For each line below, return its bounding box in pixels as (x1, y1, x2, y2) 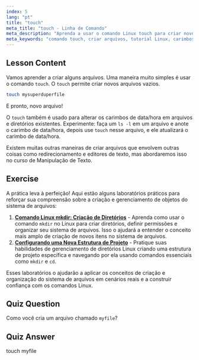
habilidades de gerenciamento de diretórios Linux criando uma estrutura (14, 245, 191, 252)
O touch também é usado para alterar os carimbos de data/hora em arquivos (6, 114, 193, 121)
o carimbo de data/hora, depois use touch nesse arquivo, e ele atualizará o (6, 126, 188, 133)
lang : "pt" (6, 14, 33, 20)
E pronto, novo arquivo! (6, 102, 63, 110)
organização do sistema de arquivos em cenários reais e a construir (6, 275, 172, 282)
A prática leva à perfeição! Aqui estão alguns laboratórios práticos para (6, 189, 180, 197)
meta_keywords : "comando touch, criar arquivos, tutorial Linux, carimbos (6, 36, 195, 42)
